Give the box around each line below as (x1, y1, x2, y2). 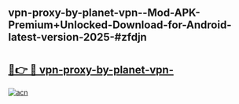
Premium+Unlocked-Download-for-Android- (8, 19, 232, 32)
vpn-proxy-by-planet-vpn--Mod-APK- (8, 6, 200, 20)
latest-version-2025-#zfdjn (8, 30, 147, 44)
